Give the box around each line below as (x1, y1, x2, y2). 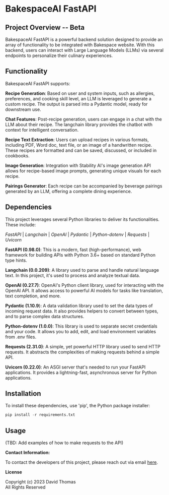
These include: (5, 221, 36, 227)
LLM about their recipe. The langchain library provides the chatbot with (5, 121, 152, 128)
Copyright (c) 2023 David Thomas (5, 479, 76, 485)
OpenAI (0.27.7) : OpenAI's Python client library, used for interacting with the (5, 282, 164, 288)
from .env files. (5, 334, 37, 340)
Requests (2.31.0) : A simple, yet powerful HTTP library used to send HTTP (5, 343, 161, 349)
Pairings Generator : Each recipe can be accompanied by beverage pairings (5, 182, 162, 189)
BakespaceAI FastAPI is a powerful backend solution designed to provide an (5, 36, 163, 42)
